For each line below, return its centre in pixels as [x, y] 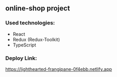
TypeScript [24, 45]
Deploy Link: [21, 58]
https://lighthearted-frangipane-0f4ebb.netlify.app [59, 69]
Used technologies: [30, 23]
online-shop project [38, 8]
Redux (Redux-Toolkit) [36, 39]
